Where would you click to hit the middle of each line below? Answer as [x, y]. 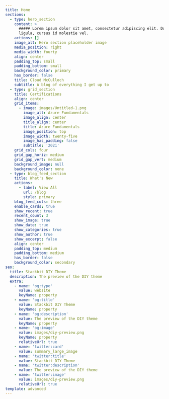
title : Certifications [38, 94]
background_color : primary [43, 71]
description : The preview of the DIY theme [56, 276]
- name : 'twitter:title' [40, 356]
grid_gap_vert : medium [38, 159]
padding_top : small [35, 61]
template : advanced [26, 389]
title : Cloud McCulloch [39, 80]
